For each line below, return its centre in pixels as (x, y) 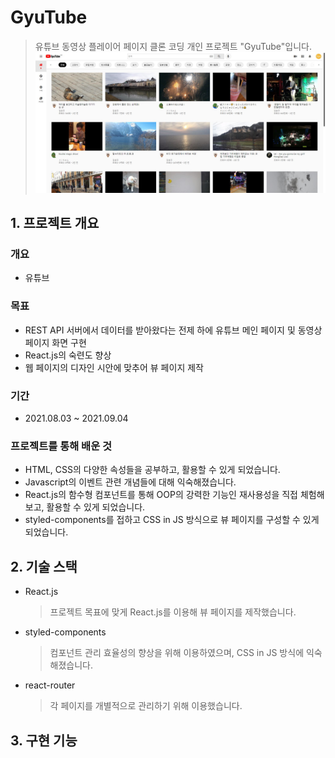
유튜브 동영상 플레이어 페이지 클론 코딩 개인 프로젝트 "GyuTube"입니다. (173, 46)
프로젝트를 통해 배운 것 (61, 446)
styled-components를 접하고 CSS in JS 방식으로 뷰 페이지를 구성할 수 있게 (172, 520)
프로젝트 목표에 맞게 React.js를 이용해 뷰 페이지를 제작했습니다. (173, 612)
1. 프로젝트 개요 (55, 223)
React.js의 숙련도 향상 (68, 355)
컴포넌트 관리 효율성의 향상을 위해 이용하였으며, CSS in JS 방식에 (177, 653)
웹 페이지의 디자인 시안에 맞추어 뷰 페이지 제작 (114, 367)
